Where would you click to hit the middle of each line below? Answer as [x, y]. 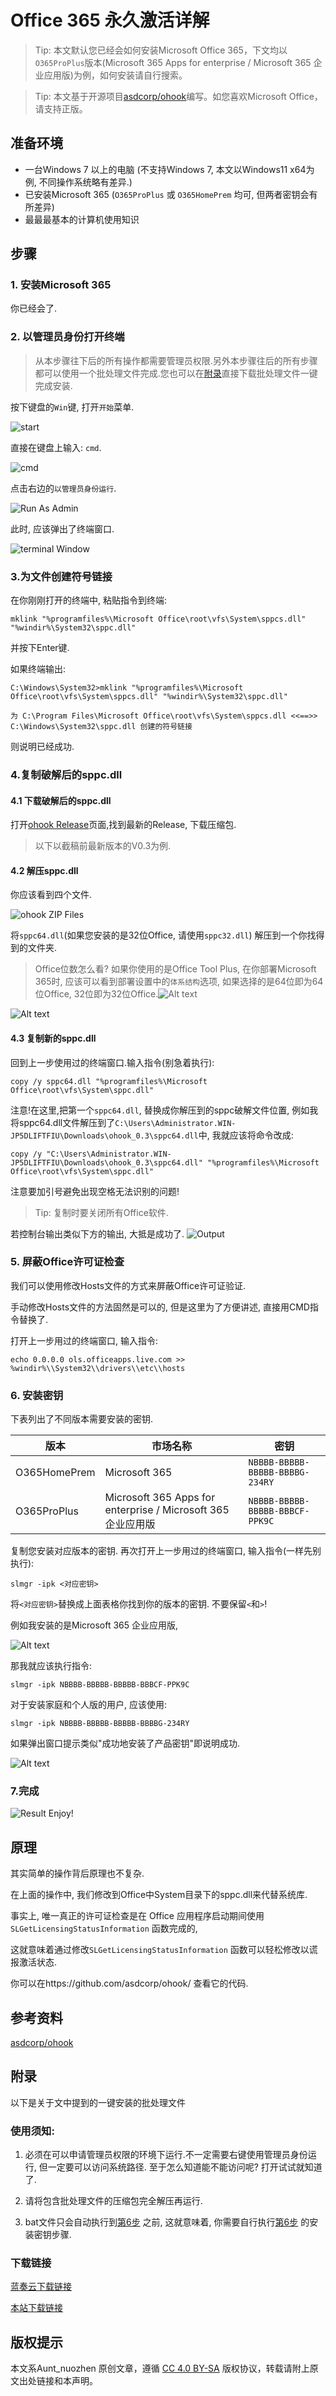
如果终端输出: [38, 669]
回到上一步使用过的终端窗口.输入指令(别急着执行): [112, 1062]
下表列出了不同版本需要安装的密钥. [82, 1419]
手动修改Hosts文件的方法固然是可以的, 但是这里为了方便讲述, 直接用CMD [160, 1307]
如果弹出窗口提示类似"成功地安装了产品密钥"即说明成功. [125, 1743]
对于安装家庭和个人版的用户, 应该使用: [89, 1705]
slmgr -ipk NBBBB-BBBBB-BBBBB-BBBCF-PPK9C [100, 1685]
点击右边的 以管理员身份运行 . [63, 488]
